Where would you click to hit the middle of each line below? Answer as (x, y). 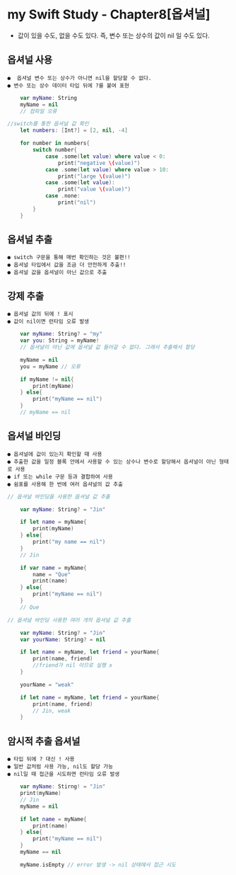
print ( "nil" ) (77, 202)
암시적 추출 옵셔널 (44, 741)
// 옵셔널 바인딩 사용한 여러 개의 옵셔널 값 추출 (69, 620)
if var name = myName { (53, 568)
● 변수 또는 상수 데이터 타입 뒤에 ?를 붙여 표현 (68, 86)
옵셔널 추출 (30, 240)
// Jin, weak (52, 711)
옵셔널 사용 (30, 60)
